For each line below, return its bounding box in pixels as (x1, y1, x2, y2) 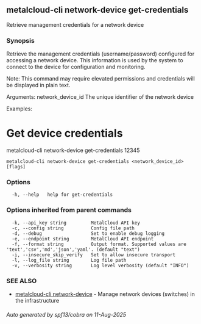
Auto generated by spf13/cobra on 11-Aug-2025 (6, 311, 127, 318)
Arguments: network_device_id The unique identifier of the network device (6, 93, 194, 101)
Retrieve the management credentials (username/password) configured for (6, 50, 195, 57)
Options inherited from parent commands (6, 206, 132, 214)
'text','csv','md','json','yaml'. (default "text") (6, 247, 140, 253)
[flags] (6, 164, 26, 170)
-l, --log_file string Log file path (12, 257, 127, 263)
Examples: (6, 105, 32, 112)
